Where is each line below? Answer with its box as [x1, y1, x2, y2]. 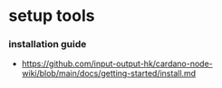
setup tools [8, 5, 95, 26]
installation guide [8, 38, 87, 51]
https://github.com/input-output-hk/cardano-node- [21, 58, 214, 69]
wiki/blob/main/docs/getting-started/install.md [21, 68, 197, 79]
